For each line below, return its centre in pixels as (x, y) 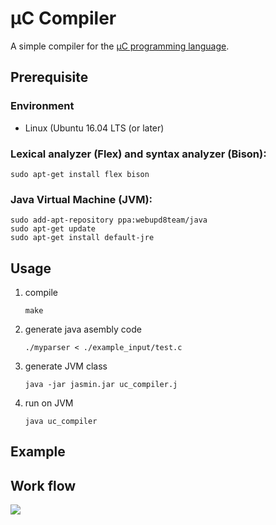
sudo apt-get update (53, 229)
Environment (42, 106)
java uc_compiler (61, 422)
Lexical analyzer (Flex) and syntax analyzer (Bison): (138, 154)
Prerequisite (49, 77)
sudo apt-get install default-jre (82, 238)
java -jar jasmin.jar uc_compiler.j (101, 385)
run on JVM (49, 403)
